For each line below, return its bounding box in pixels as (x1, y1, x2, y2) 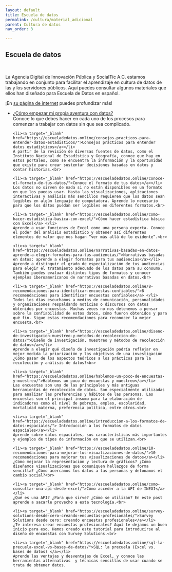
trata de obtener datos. (12, 562, 66, 568)
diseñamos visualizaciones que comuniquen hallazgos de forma (12, 464, 149, 469)
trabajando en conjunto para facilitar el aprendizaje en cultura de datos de (5, 79, 162, 85)
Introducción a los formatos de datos (59, 423, 142, 428)
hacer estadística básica (109, 216, 165, 222)
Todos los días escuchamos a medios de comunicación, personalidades (12, 297, 165, 302)
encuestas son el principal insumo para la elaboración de (12, 396, 142, 401)
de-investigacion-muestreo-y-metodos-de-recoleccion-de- (12, 333, 138, 338)
